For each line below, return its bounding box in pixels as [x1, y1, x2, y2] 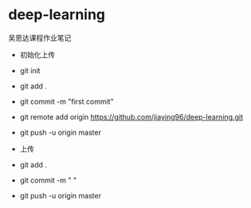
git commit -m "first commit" [19, 96, 114, 106]
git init [19, 65, 41, 75]
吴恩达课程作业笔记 [8, 33, 72, 42]
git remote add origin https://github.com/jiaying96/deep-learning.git [19, 112, 243, 121]
